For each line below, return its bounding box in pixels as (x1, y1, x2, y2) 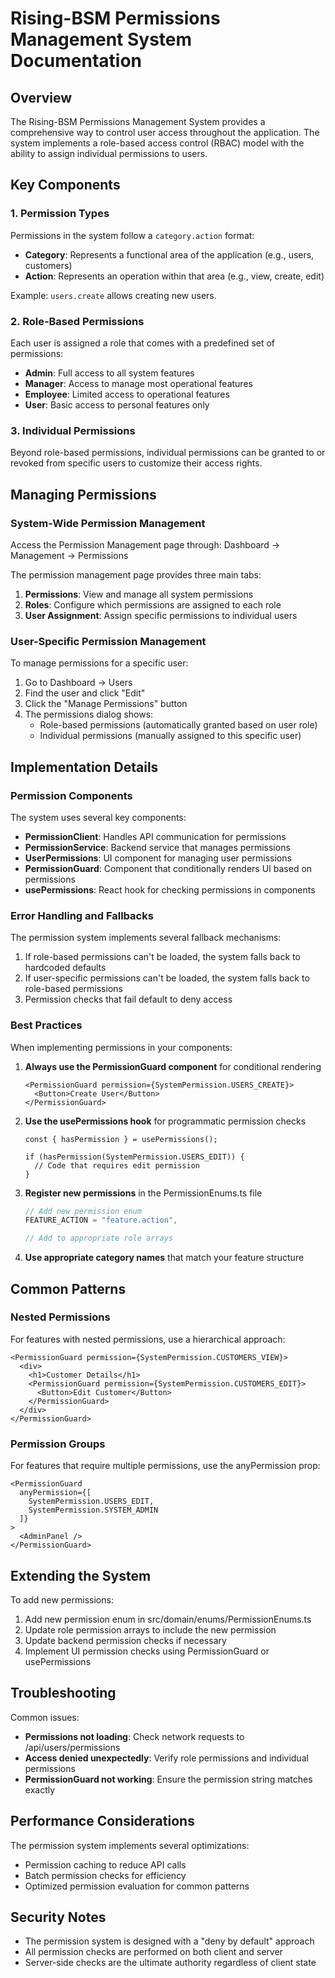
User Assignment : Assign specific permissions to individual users (24, 609, 298, 621)
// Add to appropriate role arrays (24, 1233, 174, 1244)
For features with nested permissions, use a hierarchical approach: (10, 1333, 286, 1345)
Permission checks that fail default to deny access (24, 993, 233, 1006)
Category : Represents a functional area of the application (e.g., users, (24, 248, 315, 261)
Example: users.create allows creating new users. (10, 289, 217, 301)
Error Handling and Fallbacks (10, 908, 154, 922)
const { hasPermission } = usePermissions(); (24, 1134, 218, 1144)
